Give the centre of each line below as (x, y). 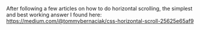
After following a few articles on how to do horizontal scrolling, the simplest (99, 9)
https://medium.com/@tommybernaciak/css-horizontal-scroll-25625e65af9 (100, 21)
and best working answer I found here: (54, 15)
